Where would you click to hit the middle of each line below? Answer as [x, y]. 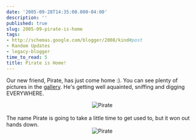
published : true [27, 23]
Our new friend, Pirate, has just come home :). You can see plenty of [92, 80]
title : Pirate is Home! [37, 63]
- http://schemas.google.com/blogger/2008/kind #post [75, 40]
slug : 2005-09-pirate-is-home [45, 29]
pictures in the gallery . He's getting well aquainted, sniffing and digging [96, 86]
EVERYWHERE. [25, 93]
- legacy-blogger [28, 52]
